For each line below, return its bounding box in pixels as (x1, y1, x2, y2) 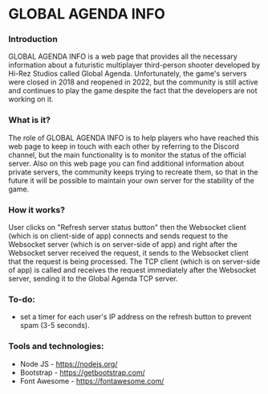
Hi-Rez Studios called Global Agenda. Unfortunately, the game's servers (8, 69, 247, 79)
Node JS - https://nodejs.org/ (19, 359, 118, 368)
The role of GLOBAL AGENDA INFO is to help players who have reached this (8, 133, 259, 142)
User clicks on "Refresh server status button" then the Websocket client (8, 223, 246, 232)
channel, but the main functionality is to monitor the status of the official (8, 150, 246, 159)
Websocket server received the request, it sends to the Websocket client (8, 248, 249, 258)
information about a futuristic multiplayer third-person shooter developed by (8, 60, 261, 70)
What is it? (8, 114, 51, 125)
